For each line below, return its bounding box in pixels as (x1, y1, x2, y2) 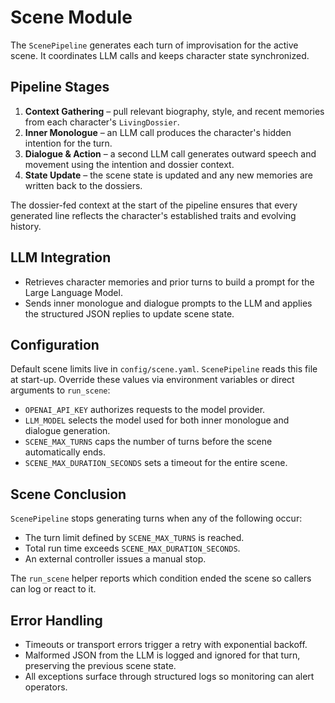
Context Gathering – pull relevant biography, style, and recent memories (24, 105, 325, 117)
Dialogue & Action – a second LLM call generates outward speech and (24, 147, 317, 160)
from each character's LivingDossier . (24, 116, 180, 128)
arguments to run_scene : (10, 384, 111, 396)
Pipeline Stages (10, 79, 110, 96)
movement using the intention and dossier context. (24, 158, 235, 170)
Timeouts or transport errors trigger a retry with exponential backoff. (24, 639, 308, 650)
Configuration (10, 336, 100, 353)
